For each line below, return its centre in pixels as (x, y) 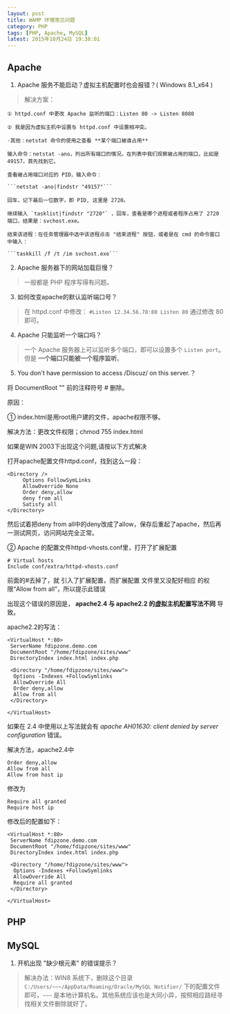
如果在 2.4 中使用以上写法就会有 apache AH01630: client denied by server (113, 726)
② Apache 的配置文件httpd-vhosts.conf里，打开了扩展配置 (92, 547)
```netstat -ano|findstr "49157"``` (60, 187)
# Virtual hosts (30, 561)
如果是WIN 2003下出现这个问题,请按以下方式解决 (77, 446)
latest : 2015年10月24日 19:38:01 (54, 39)
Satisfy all (40, 504)
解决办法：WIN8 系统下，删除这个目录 (78, 978)
